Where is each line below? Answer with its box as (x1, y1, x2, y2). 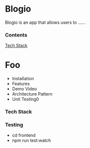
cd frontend (12, 132, 36, 138)
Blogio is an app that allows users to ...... (5, 19, 86, 25)
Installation (12, 76, 34, 82)
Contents (5, 32, 28, 38)
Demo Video (12, 86, 37, 92)
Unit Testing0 (12, 96, 39, 102)
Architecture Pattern (12, 91, 53, 97)
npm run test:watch (12, 137, 51, 144)
